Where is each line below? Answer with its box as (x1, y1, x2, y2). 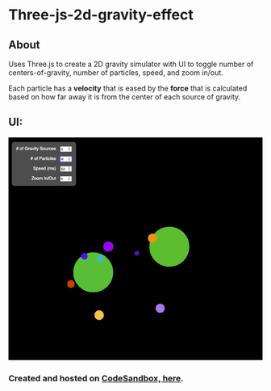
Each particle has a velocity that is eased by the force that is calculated (8, 83, 248, 93)
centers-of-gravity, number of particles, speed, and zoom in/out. (8, 68, 223, 78)
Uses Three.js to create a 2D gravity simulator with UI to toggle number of (8, 59, 254, 69)
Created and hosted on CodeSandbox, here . (8, 373, 184, 385)
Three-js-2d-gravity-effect (8, 6, 194, 24)
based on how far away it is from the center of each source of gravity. (8, 92, 241, 102)
